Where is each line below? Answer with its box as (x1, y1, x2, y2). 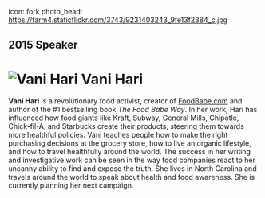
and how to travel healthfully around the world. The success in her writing (8, 147, 251, 157)
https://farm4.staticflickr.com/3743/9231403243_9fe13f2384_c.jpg (8, 15, 228, 25)
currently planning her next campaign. (8, 181, 134, 190)
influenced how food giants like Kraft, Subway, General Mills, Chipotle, (8, 113, 239, 122)
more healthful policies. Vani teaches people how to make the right (8, 130, 228, 140)
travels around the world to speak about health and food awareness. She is (8, 173, 255, 182)
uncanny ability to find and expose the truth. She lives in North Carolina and (8, 164, 257, 173)
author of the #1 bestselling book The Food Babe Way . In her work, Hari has (8, 105, 258, 115)
